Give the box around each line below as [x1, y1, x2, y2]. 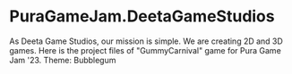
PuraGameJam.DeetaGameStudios [9, 6, 275, 27]
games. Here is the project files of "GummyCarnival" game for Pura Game [9, 45, 282, 55]
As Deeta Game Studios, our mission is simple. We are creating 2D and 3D [9, 36, 284, 46]
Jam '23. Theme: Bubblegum [9, 54, 116, 65]
